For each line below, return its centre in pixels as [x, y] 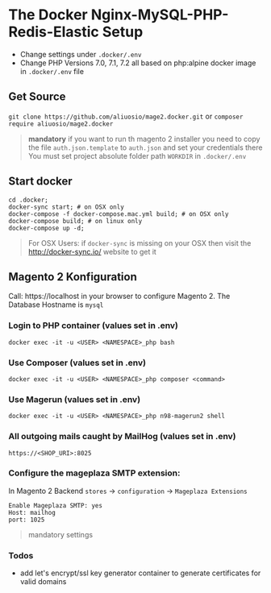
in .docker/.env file [52, 71]
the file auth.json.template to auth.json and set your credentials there [145, 147]
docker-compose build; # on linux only [75, 221]
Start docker [40, 182]
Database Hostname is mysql [56, 305]
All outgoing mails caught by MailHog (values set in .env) [122, 437]
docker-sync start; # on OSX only [67, 207]
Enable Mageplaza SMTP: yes [56, 505]
